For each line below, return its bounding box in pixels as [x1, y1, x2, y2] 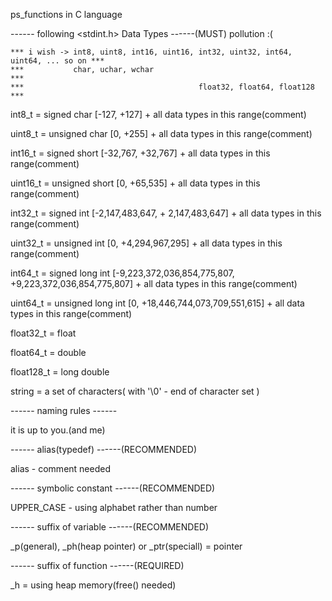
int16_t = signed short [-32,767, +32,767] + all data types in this [10, 147, 271, 159]
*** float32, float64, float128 [10, 82, 315, 92]
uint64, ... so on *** [10, 56, 105, 66]
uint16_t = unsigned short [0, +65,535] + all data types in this [10, 177, 261, 189]
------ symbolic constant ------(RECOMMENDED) [10, 482, 216, 494]
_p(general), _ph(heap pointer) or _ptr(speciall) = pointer [10, 540, 243, 552]
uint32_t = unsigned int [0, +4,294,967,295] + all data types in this [10, 237, 283, 249]
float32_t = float [10, 327, 77, 339]
